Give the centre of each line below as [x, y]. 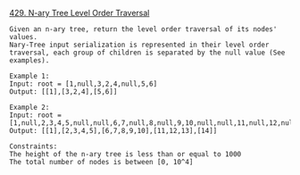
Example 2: [29, 107]
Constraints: [33, 146]
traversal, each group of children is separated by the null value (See [147, 53]
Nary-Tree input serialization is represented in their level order [139, 45]
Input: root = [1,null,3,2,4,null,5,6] [83, 84]
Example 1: [29, 76]
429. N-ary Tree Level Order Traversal [79, 13]
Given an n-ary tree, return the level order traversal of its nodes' [143, 29]
